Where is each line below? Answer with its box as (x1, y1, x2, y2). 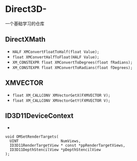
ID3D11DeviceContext (5, 111, 73, 120)
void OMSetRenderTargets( (5, 134, 59, 140)
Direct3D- (5, 3, 47, 15)
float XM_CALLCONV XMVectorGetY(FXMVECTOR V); (12, 98, 111, 103)
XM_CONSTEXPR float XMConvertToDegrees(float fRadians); (12, 60, 133, 65)
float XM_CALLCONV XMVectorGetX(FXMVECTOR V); (12, 93, 111, 98)
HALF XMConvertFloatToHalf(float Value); (12, 49, 99, 54)
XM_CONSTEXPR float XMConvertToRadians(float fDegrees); (12, 65, 133, 70)
